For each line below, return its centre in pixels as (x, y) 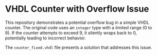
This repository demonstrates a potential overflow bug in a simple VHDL (77, 22)
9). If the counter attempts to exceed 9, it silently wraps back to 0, (71, 33)
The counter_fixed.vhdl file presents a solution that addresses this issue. (78, 47)
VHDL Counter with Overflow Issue (77, 9)
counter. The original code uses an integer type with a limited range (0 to (78, 27)
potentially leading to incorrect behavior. (45, 38)
